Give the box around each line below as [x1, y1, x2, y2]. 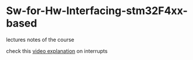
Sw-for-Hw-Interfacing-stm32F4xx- [6, 4, 188, 18]
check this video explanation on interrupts [6, 47, 108, 54]
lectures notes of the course [6, 36, 75, 43]
